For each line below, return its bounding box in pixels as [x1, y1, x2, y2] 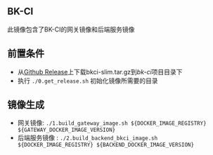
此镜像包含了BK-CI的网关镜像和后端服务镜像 [7, 25, 135, 34]
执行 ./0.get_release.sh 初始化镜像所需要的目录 [17, 76, 158, 85]
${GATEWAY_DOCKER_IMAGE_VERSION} [17, 126, 116, 134]
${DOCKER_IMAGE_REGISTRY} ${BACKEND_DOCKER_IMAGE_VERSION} [17, 142, 195, 149]
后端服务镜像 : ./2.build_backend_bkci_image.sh [17, 133, 158, 142]
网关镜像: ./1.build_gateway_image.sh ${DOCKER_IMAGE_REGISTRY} [17, 119, 207, 127]
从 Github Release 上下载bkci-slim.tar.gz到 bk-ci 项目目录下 [17, 67, 183, 76]
